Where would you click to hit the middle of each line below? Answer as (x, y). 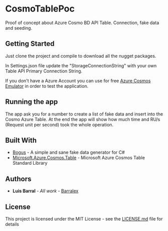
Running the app (31, 102)
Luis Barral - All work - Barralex (46, 191)
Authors (18, 179)
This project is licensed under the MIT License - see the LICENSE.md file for (84, 219)
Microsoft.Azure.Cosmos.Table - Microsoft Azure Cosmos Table (78, 158)
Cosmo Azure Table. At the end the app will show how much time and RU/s (83, 119)
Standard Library (30, 163)
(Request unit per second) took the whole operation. (59, 125)
